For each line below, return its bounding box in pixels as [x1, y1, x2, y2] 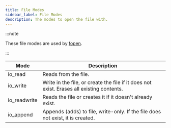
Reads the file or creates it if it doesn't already [42, 94, 153, 101]
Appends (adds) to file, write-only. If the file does [42, 108, 161, 115]
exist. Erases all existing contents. [42, 86, 123, 93]
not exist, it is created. [42, 114, 95, 121]
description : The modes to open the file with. [5, 17, 108, 22]
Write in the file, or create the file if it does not [42, 79, 152, 86]
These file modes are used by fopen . [5, 40, 82, 47]
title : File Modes [5, 7, 44, 13]
